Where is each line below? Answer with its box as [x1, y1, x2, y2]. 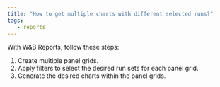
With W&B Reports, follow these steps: [7, 43, 120, 52]
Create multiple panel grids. [17, 57, 99, 65]
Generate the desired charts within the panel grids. [17, 71, 166, 80]
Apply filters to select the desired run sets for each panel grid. [17, 64, 199, 73]
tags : [7, 17, 23, 24]
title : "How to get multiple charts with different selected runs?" [7, 10, 214, 18]
